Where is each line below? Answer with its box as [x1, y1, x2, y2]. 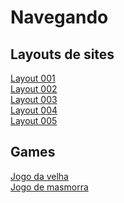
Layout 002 [10, 83, 58, 95]
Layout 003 [10, 94, 58, 105]
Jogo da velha [10, 170, 69, 182]
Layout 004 [10, 104, 58, 116]
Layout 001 [10, 72, 56, 84]
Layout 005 [10, 115, 58, 126]
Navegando [10, 6, 109, 29]
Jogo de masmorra [10, 181, 89, 193]
